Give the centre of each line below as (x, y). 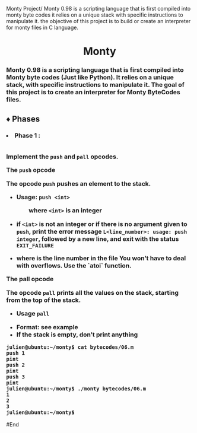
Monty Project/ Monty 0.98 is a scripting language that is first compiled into (99, 9)
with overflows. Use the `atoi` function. (74, 266)
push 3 (16, 377)
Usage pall (33, 314)
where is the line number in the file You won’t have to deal (101, 259)
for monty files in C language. (42, 27)
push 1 (16, 353)
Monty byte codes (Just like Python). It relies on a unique (90, 78)
